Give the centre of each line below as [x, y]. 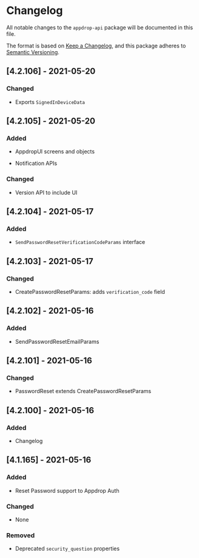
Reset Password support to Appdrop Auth [67, 490]
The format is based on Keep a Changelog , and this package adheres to [96, 46]
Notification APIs [36, 163]
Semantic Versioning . [33, 52]
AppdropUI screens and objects [55, 152]
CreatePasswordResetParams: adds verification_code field [90, 291]
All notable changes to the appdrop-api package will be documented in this [99, 27]
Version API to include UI [46, 192]
